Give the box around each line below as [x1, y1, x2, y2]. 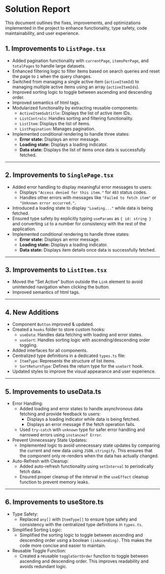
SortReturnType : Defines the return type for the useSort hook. [19, 363, 144, 369]
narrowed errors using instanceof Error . [19, 432, 103, 437]
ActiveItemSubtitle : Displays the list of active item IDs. [19, 110, 132, 116]
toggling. [19, 342, 38, 348]
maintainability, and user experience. [5, 30, 80, 36]
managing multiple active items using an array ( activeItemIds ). [12, 84, 140, 90]
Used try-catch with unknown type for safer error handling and [19, 427, 145, 432]
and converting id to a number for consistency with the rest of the [12, 220, 146, 226]
